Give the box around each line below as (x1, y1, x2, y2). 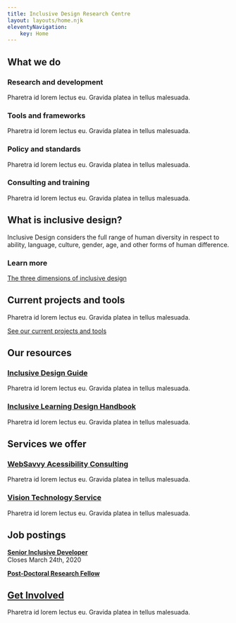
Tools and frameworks (7, 111, 86, 120)
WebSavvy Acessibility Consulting (7, 459, 129, 469)
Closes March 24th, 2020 (7, 555, 82, 564)
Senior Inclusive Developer (7, 548, 88, 556)
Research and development (7, 77, 104, 87)
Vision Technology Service (7, 493, 102, 503)
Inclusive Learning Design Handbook (7, 402, 136, 412)
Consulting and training (7, 177, 90, 187)
